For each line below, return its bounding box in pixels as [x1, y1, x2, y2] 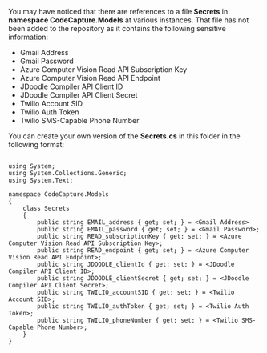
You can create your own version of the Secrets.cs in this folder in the [8, 131, 241, 141]
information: [8, 32, 49, 42]
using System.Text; [8, 176, 74, 184]
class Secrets [22, 204, 70, 212]
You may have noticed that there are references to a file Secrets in [8, 7, 229, 16]
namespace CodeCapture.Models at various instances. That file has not [8, 15, 249, 25]
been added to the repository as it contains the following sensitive [8, 24, 226, 33]
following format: [8, 140, 65, 149]
